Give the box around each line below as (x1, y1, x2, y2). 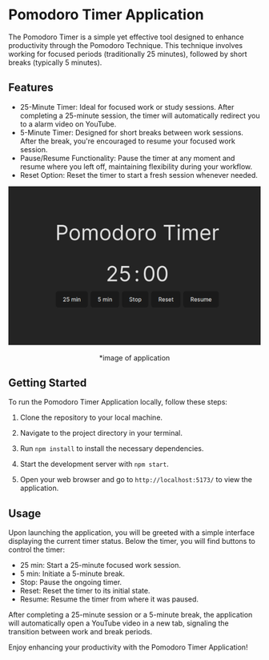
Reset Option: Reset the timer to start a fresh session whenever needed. (19, 170, 259, 179)
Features (8, 81, 54, 95)
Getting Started (8, 376, 87, 389)
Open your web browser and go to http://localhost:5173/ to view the (19, 475, 252, 485)
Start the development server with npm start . (19, 459, 170, 469)
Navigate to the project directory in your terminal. (19, 429, 183, 438)
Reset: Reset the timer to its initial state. (19, 586, 151, 596)
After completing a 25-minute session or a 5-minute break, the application (8, 610, 253, 620)
